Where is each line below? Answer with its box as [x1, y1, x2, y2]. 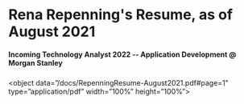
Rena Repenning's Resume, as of [8, 6, 234, 24]
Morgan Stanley [8, 58, 63, 67]
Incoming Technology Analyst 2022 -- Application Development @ [8, 50, 237, 59]
